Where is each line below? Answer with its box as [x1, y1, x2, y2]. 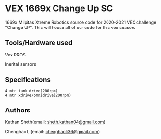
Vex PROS [5, 52, 26, 57]
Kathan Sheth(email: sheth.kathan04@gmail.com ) [5, 119, 106, 125]
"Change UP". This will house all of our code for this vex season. [5, 24, 136, 30]
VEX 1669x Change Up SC [5, 3, 113, 14]
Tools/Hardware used [5, 39, 73, 47]
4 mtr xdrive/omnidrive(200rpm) [5, 93, 71, 98]
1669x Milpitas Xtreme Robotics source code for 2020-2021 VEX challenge [5, 19, 157, 25]
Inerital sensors [5, 61, 37, 67]
